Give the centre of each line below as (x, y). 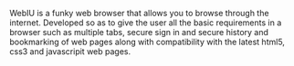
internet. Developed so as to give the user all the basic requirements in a (146, 23)
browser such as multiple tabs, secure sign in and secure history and (139, 32)
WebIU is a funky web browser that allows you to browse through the (139, 13)
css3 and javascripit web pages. (70, 52)
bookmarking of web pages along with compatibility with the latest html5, (147, 42)
